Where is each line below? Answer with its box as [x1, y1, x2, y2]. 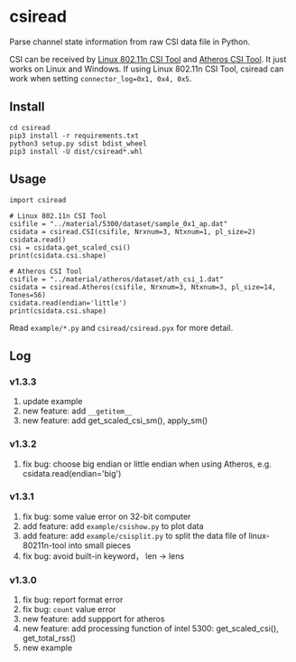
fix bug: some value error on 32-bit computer [22, 511, 191, 522]
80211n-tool [22, 540, 67, 551]
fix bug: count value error [22, 604, 116, 615]
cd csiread [9, 123, 51, 132]
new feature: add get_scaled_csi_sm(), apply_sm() [22, 415, 208, 426]
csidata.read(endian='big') [22, 468, 122, 478]
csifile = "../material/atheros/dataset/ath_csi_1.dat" [9, 274, 224, 284]
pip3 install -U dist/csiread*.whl [9, 147, 143, 156]
